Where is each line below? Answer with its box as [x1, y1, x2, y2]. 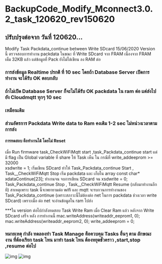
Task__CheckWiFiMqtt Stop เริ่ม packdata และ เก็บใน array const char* [5, 171, 140, 176]
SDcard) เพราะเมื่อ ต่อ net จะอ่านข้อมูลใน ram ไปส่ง [5, 198, 93, 203]
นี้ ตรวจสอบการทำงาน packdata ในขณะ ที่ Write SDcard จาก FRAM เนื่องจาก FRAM [5, 51, 151, 57]
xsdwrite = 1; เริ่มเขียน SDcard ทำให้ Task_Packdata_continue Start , [5, 165, 134, 171]
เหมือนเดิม [5, 107, 25, 113]
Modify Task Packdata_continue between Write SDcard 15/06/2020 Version [5, 46, 156, 51]
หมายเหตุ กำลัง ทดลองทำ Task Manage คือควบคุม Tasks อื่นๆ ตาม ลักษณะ [5, 230, 151, 237]
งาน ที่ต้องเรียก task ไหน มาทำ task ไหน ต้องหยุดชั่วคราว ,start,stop [5, 236, 141, 243]
